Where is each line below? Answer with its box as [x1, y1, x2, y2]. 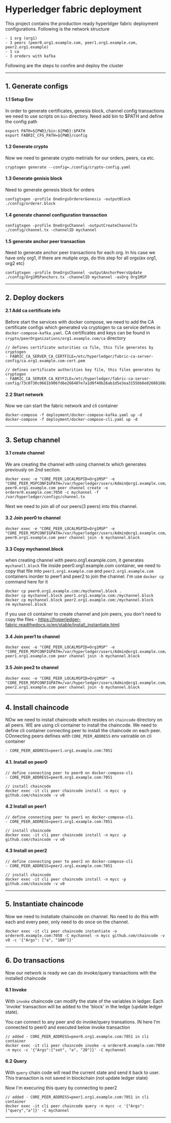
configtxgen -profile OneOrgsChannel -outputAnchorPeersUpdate [5, 270, 142, 276]
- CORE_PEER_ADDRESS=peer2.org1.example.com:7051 [5, 863, 113, 868]
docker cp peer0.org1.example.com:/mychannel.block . [5, 589, 122, 594]
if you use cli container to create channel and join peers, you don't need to [5, 611, 161, 617]
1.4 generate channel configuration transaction [5, 211, 107, 218]
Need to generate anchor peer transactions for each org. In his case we [5, 250, 155, 256]
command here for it [5, 579, 48, 585]
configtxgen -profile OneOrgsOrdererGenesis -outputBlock [5, 196, 131, 202]
